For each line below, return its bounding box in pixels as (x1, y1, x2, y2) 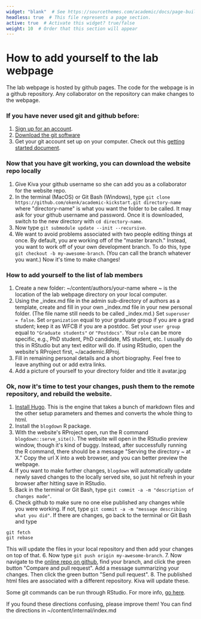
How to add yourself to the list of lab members (6, 271, 144, 279)
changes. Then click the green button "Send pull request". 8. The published (6, 571, 193, 578)
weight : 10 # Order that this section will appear (6, 25, 138, 32)
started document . (14, 145, 61, 152)
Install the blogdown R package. (14, 422, 92, 429)
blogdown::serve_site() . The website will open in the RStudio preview (14, 435, 188, 443)
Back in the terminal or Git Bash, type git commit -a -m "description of (14, 486, 194, 494)
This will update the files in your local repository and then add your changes (6, 545, 193, 552)
